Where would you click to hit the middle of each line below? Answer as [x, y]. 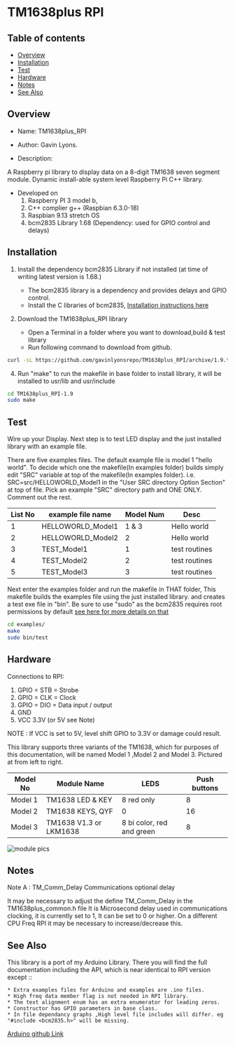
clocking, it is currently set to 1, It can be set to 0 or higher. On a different [112, 916]
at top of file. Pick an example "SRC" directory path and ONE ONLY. [105, 490]
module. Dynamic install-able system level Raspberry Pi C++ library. [105, 179]
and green [138, 831]
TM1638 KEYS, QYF [79, 811]
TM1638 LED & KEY [79, 800]
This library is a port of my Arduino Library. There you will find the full [107, 962]
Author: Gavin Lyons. [48, 144]
